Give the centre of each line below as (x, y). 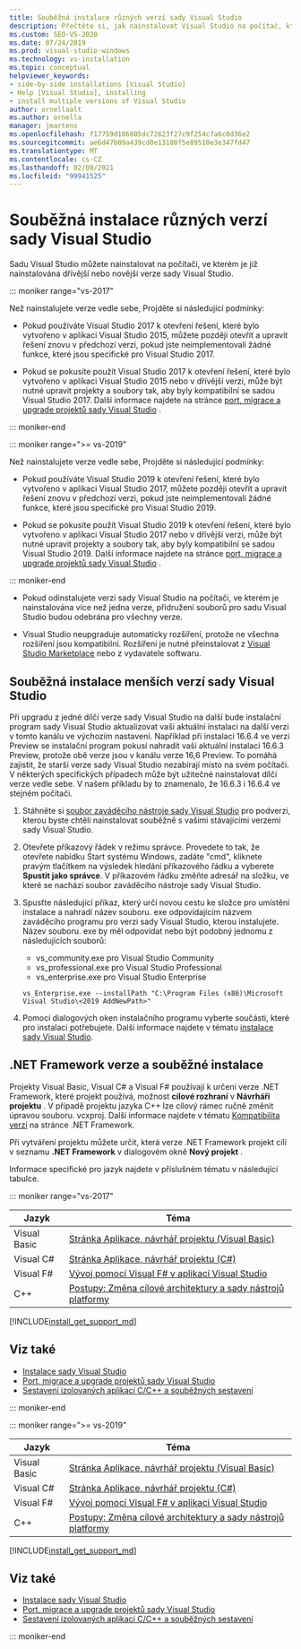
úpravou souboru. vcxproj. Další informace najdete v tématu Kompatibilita (145, 1115)
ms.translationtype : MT (54, 151)
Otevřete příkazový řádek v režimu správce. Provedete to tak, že (141, 847)
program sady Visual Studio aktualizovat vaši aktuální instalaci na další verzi (149, 726)
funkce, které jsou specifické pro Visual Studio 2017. (118, 354)
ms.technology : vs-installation (69, 59)
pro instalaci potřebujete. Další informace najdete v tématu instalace (148, 1027)
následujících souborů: (64, 941)
